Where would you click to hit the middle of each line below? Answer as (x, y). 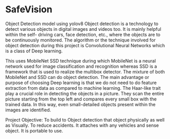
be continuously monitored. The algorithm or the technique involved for (81, 40)
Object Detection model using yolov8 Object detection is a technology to (82, 24)
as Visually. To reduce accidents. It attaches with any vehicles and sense (82, 125)
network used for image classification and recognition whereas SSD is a (81, 66)
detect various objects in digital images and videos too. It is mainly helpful (83, 29)
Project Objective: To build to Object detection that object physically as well (85, 120)
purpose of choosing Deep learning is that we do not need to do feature (81, 83)
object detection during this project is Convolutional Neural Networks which (85, 45)
